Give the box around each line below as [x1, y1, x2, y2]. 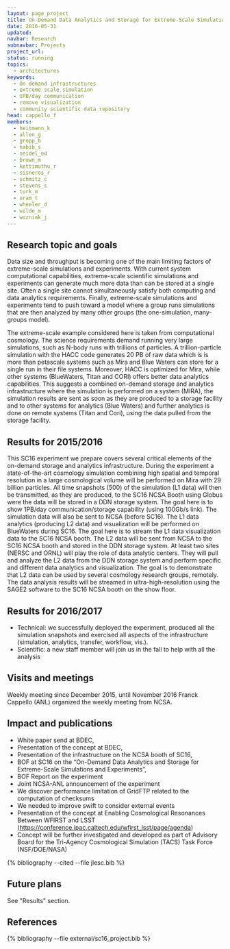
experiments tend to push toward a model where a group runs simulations [7, 301, 216, 309]
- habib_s [13, 144, 41, 151]
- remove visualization [13, 99, 81, 106]
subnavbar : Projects [7, 42, 66, 49]
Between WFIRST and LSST [16, 816, 96, 824]
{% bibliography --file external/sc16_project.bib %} [7, 935, 151, 943]
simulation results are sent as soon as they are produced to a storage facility [7, 395, 222, 403]
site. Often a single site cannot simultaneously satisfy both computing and [7, 286, 216, 295]
